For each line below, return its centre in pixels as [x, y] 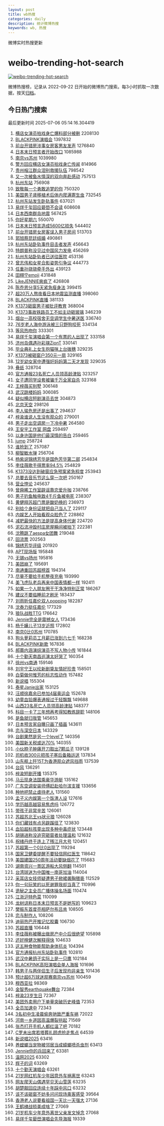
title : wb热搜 [22, 14]
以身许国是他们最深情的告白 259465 [52, 435]
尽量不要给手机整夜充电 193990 [47, 576]
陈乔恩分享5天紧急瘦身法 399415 [48, 287]
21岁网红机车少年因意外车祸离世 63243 [55, 1075]
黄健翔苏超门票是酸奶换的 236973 [49, 502]
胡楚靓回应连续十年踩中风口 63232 [50, 1088]
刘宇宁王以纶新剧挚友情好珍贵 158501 [53, 668]
